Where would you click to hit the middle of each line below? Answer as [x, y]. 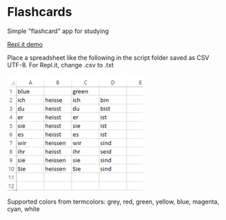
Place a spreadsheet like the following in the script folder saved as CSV [108, 57]
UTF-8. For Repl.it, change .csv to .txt [60, 65]
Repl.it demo [25, 44]
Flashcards [40, 12]
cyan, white [23, 209]
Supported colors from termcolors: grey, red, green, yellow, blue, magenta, [113, 201]
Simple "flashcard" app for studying [58, 31]
